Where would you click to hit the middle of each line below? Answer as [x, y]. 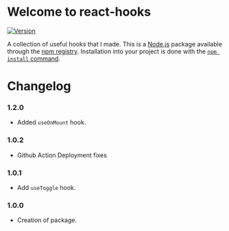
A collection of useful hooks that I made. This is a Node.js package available [115, 44]
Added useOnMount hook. [51, 122]
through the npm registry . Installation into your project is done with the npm [112, 51]
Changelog [39, 86]
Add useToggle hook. [46, 188]
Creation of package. [47, 220]
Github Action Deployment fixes [62, 155]
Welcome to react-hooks [79, 12]
